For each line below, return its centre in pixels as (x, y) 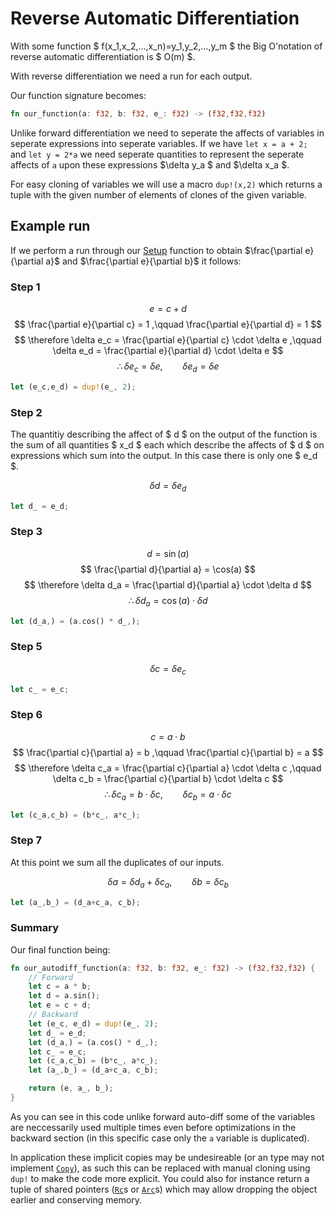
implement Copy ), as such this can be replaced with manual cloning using (160, 1168)
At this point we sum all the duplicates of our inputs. (117, 862)
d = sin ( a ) (168, 553)
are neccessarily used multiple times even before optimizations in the (153, 1127)
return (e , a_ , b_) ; (71, 1088)
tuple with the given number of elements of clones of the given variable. (158, 194)
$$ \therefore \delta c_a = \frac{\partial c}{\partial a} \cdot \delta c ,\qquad (168, 768)
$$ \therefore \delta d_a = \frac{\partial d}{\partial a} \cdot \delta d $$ (168, 584)
